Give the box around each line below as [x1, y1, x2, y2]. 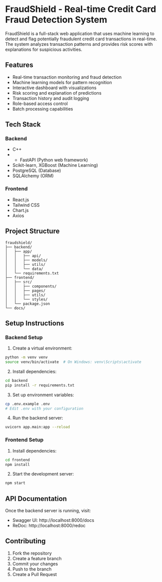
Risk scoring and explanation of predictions [12, 90, 102, 96]
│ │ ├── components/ [5, 284, 57, 289]
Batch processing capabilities [12, 106, 73, 112]
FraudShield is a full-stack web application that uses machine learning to [5, 30, 155, 36]
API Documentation [5, 494, 67, 503]
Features [5, 61, 33, 69]
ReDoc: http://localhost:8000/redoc [12, 523, 86, 529]
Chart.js [12, 207, 29, 213]
